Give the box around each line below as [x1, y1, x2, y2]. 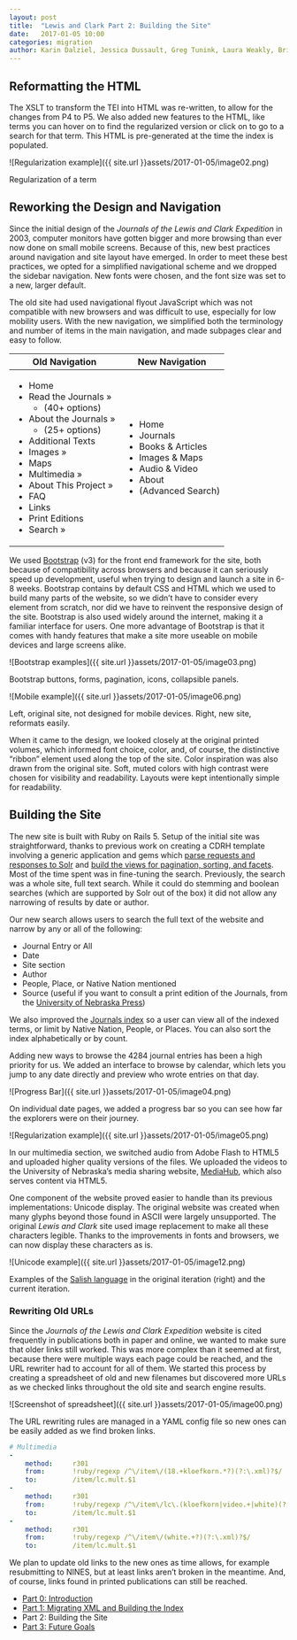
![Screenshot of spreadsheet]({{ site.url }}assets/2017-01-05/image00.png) [9, 1398, 284, 1409]
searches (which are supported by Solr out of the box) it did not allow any [9, 887, 278, 898]
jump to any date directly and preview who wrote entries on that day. [9, 1069, 259, 1079]
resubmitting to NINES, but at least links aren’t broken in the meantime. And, [9, 1567, 286, 1577]
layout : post [9, 12, 57, 22]
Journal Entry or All [21, 940, 93, 951]
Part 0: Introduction [21, 1593, 93, 1604]
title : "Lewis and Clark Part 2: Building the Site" [9, 21, 212, 30]
